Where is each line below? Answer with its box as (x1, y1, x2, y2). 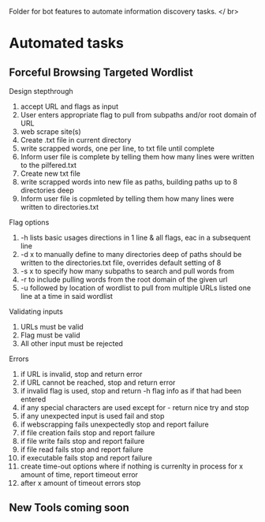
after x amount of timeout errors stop (20, 479, 141, 487)
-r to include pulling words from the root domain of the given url (20, 275, 228, 284)
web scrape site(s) (20, 127, 81, 136)
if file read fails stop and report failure (20, 445, 144, 454)
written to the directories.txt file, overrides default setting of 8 (20, 258, 222, 267)
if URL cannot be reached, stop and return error (20, 378, 176, 387)
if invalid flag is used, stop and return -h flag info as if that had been (20, 386, 242, 395)
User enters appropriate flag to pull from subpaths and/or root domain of (20, 110, 257, 119)
